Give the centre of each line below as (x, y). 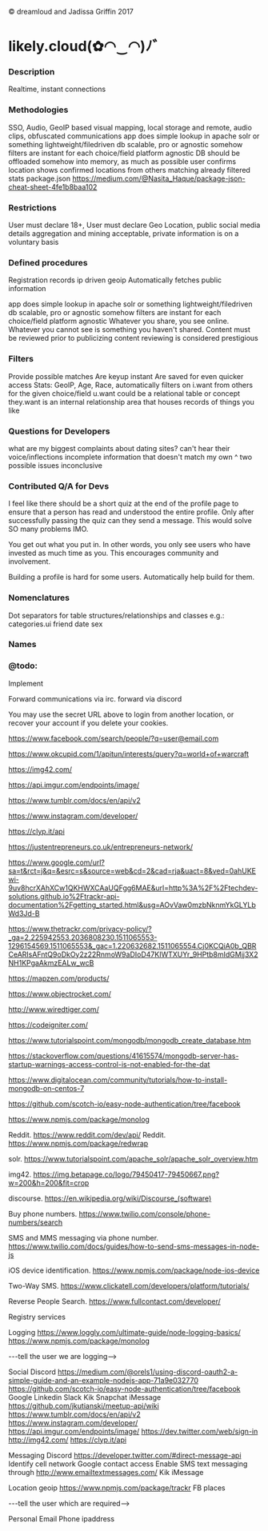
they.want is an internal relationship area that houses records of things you (131, 402)
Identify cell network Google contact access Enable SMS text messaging (128, 1464)
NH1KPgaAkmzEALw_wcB (51, 962)
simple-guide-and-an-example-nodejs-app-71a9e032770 (103, 1380)
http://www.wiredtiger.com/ (54, 1009)
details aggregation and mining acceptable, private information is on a (124, 234)
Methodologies (38, 110)
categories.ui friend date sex (56, 624)
